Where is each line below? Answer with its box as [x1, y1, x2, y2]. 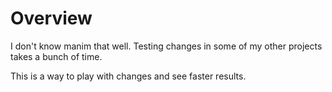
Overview [10, 7, 93, 30]
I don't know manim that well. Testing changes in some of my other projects [10, 40, 323, 52]
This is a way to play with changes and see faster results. [10, 70, 247, 82]
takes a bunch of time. [10, 50, 103, 62]
